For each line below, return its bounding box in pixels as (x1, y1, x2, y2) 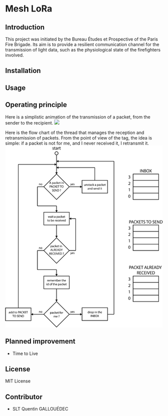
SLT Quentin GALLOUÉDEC (12, 406, 68, 412)
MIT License (5, 378, 31, 384)
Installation (5, 66, 41, 75)
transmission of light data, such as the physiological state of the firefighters (5, 47, 161, 52)
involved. (5, 52, 24, 58)
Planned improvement (5, 337, 76, 345)
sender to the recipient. (5, 119, 53, 125)
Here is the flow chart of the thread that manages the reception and (5, 129, 144, 135)
